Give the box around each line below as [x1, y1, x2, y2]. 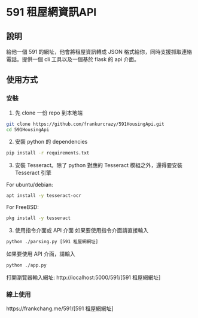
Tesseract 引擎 [14, 169, 52, 177]
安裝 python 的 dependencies [14, 138, 88, 146]
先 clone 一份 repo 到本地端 [14, 109, 83, 116]
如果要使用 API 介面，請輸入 [6, 250, 76, 258]
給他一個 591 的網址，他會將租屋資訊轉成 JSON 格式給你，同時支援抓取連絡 [6, 49, 193, 55]
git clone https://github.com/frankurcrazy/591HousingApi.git [6, 121, 165, 127]
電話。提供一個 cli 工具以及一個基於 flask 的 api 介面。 [6, 56, 139, 63]
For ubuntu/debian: [6, 181, 54, 189]
